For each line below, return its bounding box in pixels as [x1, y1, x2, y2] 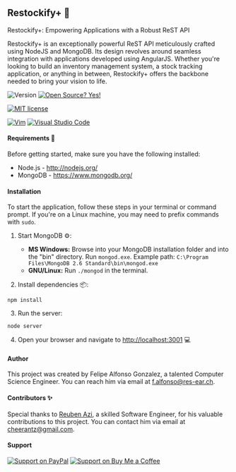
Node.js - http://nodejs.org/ [17, 164, 98, 172]
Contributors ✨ [7, 394, 53, 402]
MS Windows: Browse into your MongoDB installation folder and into [28, 245, 229, 254]
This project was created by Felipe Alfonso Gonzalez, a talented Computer [7, 370, 224, 378]
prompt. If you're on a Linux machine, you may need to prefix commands [7, 210, 219, 219]
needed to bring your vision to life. [7, 77, 107, 85]
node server [7, 322, 42, 330]
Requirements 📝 [7, 134, 55, 143]
